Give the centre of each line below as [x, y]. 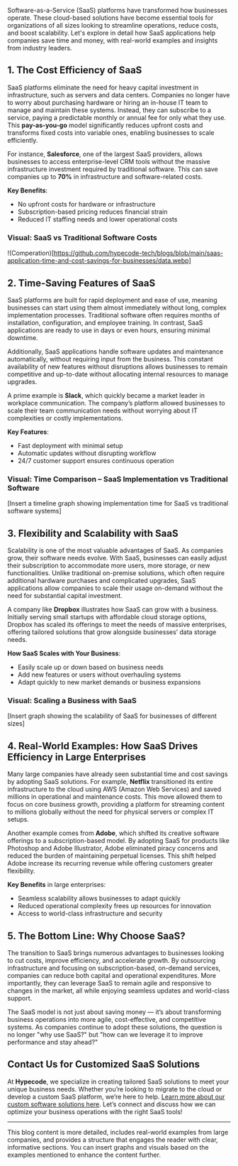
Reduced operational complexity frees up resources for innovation [114, 906]
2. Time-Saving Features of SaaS [81, 283]
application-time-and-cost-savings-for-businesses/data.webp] [99, 261]
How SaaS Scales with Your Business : [64, 653]
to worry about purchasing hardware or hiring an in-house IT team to [108, 102]
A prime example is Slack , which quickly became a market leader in [106, 395]
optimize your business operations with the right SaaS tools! [95, 1111]
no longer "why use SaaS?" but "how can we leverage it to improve [105, 1034]
